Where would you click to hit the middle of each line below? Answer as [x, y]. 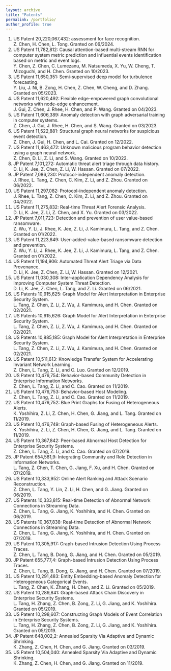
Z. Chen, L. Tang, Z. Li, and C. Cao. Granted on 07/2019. [72, 452]
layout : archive [23, 10]
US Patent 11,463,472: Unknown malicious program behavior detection [87, 147]
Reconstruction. [30, 484]
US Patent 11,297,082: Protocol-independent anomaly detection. [80, 191]
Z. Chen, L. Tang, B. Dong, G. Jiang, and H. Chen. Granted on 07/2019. [87, 571]
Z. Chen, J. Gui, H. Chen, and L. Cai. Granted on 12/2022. [73, 142]
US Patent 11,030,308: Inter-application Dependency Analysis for [81, 278]
